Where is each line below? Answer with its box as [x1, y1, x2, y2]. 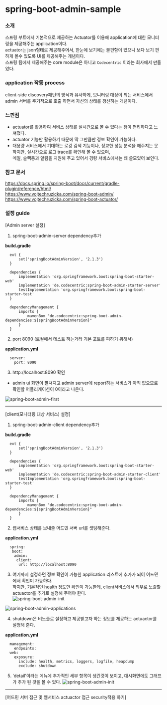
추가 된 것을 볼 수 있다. [17, 679, 62, 685]
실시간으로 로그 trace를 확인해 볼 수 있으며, [27, 149, 111, 155]
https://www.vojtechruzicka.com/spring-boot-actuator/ [5, 196, 118, 203]
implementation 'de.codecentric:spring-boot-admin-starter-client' [18, 471, 162, 477]
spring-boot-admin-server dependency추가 [12, 233, 101, 238]
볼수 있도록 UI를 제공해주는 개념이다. [14, 53, 85, 59]
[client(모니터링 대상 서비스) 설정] [5, 411, 71, 417]
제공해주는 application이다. [14, 41, 68, 47]
